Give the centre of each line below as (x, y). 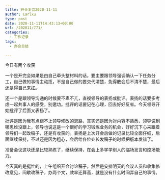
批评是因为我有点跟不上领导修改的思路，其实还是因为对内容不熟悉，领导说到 (82, 121)
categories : (17, 32)
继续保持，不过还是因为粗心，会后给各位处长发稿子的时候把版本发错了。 (82, 139)
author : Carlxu (21, 14)
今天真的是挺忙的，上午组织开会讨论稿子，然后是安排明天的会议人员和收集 (80, 166)
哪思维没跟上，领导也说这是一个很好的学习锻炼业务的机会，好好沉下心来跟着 (82, 127)
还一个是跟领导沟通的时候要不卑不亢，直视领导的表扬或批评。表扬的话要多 (80, 98)
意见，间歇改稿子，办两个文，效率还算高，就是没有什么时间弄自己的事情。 (84, 172)
